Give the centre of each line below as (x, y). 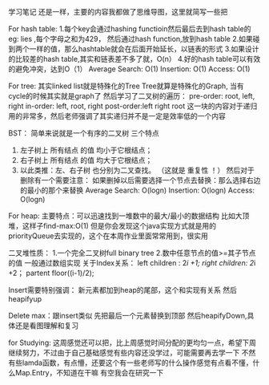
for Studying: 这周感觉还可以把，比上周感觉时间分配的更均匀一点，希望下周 (132, 342)
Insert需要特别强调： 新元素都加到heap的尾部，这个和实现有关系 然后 (123, 290)
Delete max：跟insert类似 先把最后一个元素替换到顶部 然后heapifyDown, (128, 316)
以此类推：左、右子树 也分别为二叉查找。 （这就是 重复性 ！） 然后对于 (137, 170)
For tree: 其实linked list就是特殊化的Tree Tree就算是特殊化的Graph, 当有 (126, 86)
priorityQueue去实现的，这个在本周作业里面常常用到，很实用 (108, 236)
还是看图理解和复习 (46, 326)
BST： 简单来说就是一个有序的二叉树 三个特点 (84, 133)
